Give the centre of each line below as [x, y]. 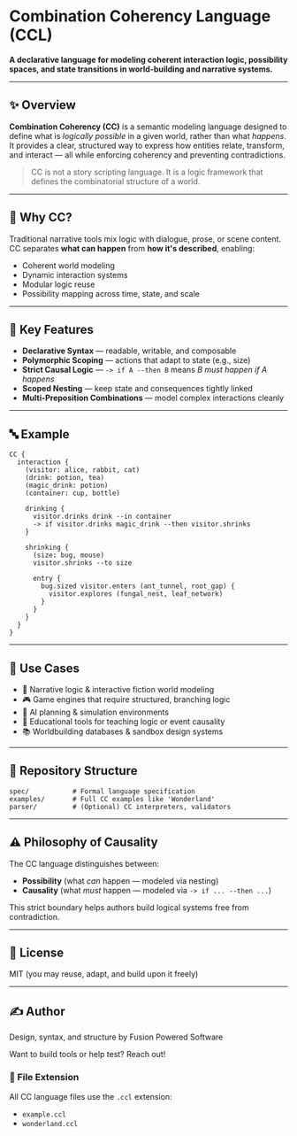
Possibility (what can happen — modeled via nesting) [120, 881]
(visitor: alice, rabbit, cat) [83, 470]
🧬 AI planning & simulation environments [95, 712]
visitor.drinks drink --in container [102, 517]
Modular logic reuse [58, 284]
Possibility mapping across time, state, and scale [111, 293]
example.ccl [44, 1114]
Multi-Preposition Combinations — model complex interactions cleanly [153, 398]
